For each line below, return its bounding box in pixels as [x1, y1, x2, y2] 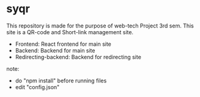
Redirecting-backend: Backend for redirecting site [15, 53, 142, 60]
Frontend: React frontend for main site [15, 40, 112, 48]
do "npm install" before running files [15, 77, 107, 84]
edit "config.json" [15, 83, 60, 90]
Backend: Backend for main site [15, 46, 95, 54]
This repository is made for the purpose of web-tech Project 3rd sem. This [6, 22, 194, 29]
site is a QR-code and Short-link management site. [6, 28, 133, 35]
